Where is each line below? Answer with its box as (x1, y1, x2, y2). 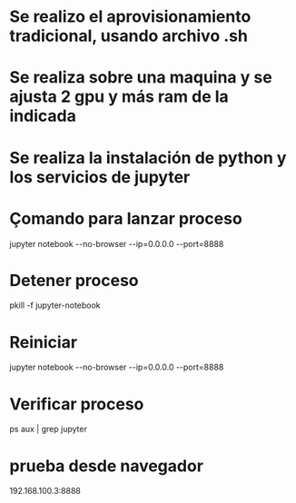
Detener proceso (9, 270, 139, 291)
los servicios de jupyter (9, 166, 191, 187)
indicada (9, 106, 77, 126)
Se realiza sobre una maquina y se (9, 67, 272, 88)
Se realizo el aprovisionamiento (9, 6, 252, 27)
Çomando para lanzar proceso (9, 208, 242, 229)
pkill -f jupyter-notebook (9, 300, 102, 311)
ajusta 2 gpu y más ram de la (9, 86, 229, 107)
